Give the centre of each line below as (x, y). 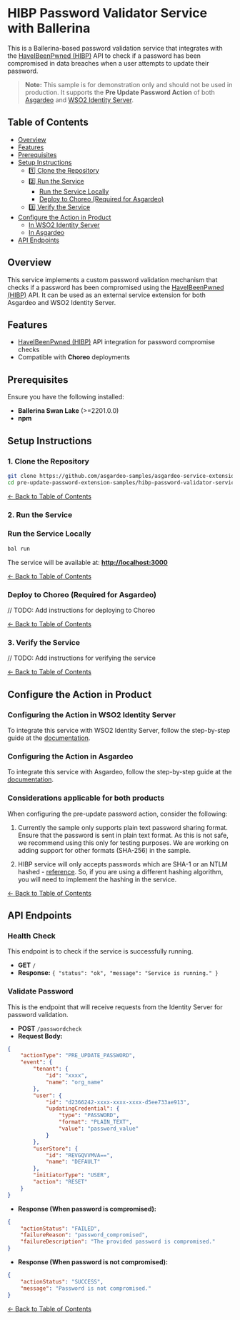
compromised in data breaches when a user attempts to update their (108, 63)
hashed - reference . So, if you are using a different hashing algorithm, (120, 871)
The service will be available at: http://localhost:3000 (87, 562)
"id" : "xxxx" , (66, 1076)
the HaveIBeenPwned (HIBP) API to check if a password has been (104, 56)
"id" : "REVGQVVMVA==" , (79, 1155)
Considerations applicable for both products (86, 798)
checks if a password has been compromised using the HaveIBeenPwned (116, 287)
